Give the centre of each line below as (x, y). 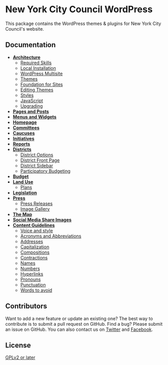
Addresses (32, 241)
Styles (27, 95)
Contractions (34, 257)
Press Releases (36, 203)
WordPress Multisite (41, 73)
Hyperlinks (32, 274)
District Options (37, 154)
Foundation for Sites (41, 84)
